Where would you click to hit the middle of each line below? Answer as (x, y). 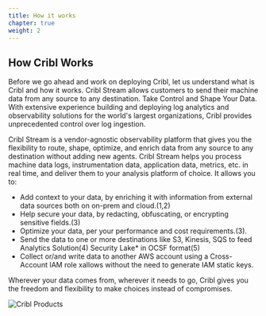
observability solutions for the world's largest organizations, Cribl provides (130, 115)
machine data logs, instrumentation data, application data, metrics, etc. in (128, 165)
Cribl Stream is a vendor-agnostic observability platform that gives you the (130, 139)
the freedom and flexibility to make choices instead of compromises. (120, 289)
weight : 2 (25, 30)
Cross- (221, 256)
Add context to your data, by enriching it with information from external (136, 197)
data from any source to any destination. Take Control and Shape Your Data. (133, 99)
